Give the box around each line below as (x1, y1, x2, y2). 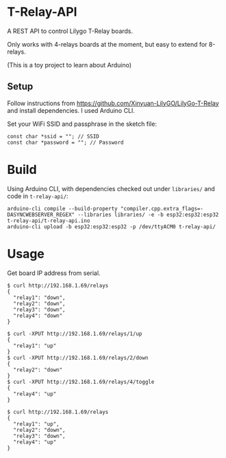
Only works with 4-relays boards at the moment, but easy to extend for (7, 40, 208, 48)
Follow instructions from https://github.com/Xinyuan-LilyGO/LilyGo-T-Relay (7, 99, 219, 107)
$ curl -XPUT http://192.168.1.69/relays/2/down (7, 354, 149, 361)
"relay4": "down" (13, 312, 63, 319)
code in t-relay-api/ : (7, 192, 68, 200)
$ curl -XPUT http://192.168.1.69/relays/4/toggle (7, 378, 155, 385)
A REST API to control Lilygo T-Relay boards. (7, 27, 134, 35)
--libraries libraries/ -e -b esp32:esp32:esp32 (77, 211, 219, 218)
